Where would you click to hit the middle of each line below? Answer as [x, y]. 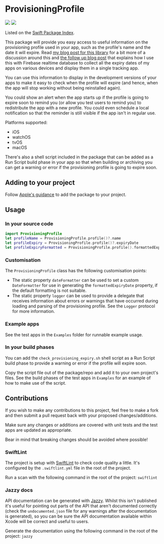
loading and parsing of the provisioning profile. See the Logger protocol [83, 306]
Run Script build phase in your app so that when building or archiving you [79, 162]
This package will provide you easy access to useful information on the [77, 42]
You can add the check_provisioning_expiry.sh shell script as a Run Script [80, 358]
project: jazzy [19, 536]
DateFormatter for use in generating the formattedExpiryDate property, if [85, 285]
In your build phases [30, 347]
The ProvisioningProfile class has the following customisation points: [76, 271]
